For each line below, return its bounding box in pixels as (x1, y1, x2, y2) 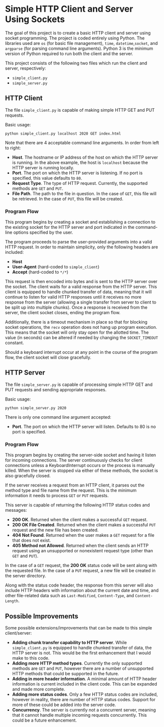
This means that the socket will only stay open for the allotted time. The (5, 329, 149, 335)
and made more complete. (12, 686, 65, 692)
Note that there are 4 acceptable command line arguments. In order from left (5, 140, 159, 145)
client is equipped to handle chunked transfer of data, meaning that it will (5, 289, 152, 295)
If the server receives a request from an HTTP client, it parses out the (5, 482, 145, 488)
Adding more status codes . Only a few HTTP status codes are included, (12, 691, 158, 697)
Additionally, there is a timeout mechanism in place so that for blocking (5, 319, 147, 325)
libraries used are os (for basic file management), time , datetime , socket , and (5, 40, 158, 46)
